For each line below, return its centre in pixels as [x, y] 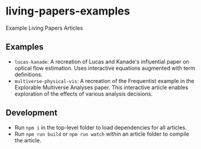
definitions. [28, 74]
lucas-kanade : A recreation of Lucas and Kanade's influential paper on [102, 61]
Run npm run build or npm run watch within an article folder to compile [102, 134]
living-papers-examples [68, 11]
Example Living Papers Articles [44, 28]
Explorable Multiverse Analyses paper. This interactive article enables [101, 87]
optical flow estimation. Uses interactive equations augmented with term [105, 68]
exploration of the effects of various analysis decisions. [83, 94]
